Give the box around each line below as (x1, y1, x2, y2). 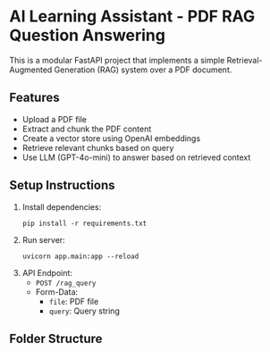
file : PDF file (48, 296, 99, 306)
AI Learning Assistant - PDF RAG (9, 6, 256, 27)
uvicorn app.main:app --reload (21, 252, 139, 261)
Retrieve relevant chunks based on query (21, 142, 174, 153)
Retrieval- (226, 54, 263, 65)
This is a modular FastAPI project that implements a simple (9, 54, 225, 65)
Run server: (21, 234, 65, 245)
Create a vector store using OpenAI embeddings (21, 132, 201, 144)
